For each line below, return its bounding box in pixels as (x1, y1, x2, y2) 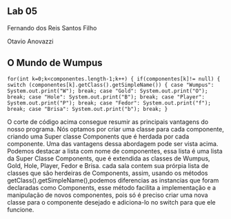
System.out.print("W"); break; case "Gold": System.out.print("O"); (7, 87, 208, 94)
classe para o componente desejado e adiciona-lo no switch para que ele (7, 198, 216, 206)
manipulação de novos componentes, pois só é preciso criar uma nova (7, 191, 208, 199)
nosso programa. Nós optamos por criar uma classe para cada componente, (7, 125, 224, 133)
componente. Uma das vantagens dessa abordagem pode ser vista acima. (7, 139, 219, 147)
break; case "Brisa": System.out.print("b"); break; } (7, 105, 168, 112)
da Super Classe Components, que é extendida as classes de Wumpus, (7, 154, 210, 163)
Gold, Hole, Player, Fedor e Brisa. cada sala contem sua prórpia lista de (7, 161, 209, 169)
